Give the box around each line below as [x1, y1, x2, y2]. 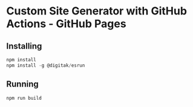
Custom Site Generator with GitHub [6, 4, 188, 18]
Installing [6, 41, 42, 51]
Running [6, 79, 39, 90]
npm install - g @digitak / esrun [6, 62, 85, 69]
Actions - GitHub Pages [6, 17, 126, 31]
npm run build [6, 95, 42, 101]
